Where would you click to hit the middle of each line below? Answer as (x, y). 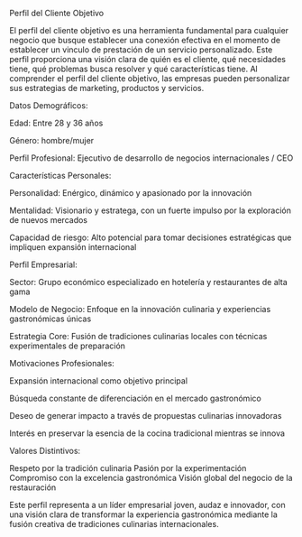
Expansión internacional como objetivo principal (98, 381)
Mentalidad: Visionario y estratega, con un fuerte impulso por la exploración (150, 210)
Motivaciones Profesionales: (62, 363)
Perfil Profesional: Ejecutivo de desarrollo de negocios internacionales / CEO (151, 158)
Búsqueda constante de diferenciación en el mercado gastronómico (135, 398)
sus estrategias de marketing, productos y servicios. (107, 88)
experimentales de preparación (68, 346)
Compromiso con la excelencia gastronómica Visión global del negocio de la (151, 478)
